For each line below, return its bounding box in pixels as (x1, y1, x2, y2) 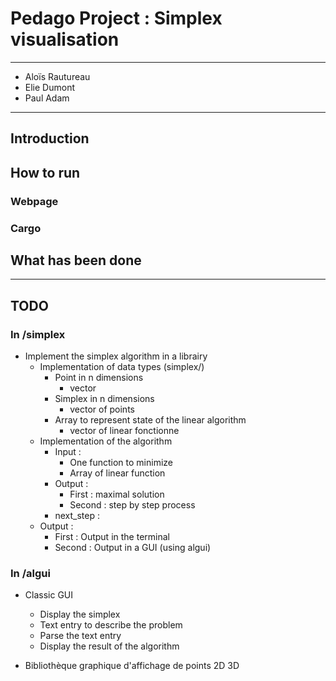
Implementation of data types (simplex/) (39, 361, 205, 373)
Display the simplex (39, 608, 121, 621)
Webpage (10, 194, 59, 208)
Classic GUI (24, 589, 74, 601)
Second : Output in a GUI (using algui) (54, 542, 212, 554)
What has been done (10, 252, 142, 269)
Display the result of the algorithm (39, 640, 180, 652)
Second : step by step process (69, 499, 196, 511)
